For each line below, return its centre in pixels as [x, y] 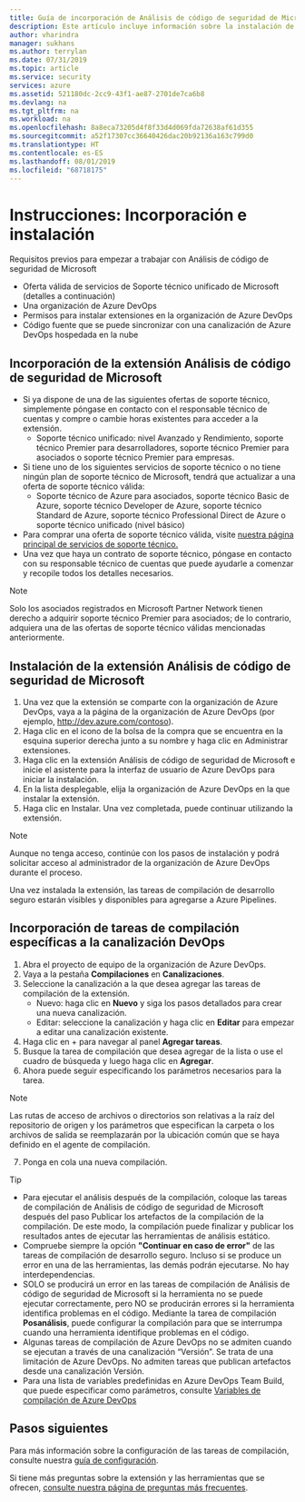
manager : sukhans [42, 43]
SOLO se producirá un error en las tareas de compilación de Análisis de [156, 1284]
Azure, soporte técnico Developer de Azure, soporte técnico [149, 506]
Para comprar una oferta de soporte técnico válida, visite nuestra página [158, 535]
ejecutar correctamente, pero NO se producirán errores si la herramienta [158, 1303]
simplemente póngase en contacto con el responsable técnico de [145, 409]
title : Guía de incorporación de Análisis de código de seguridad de [144, 18]
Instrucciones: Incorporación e [128, 215]
